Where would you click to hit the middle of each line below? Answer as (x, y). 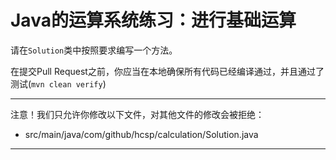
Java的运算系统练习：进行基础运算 (153, 20)
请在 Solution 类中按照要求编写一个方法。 (94, 50)
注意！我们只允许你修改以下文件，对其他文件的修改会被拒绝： (137, 114)
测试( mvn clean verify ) (58, 83)
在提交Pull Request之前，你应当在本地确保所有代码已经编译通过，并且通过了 (167, 71)
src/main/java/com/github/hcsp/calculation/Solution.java (141, 134)
